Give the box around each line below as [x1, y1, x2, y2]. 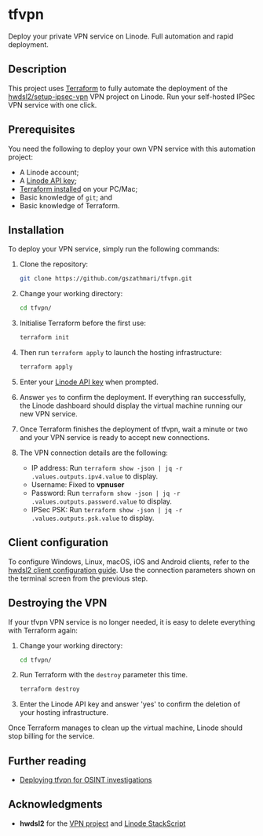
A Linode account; [19, 167, 79, 177]
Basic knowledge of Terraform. [19, 200, 120, 210]
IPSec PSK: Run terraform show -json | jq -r [31, 504, 183, 514]
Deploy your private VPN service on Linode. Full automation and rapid [8, 31, 234, 41]
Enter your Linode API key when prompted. [19, 377, 159, 387]
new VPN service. [19, 409, 78, 418]
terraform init [19, 334, 70, 342]
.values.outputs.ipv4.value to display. [31, 471, 159, 481]
